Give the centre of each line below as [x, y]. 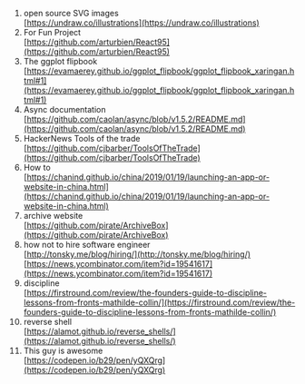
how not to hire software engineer [87, 245]
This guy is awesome [63, 350]
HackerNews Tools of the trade [82, 138]
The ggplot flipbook [60, 61]
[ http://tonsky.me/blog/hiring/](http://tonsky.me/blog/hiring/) [137, 254]
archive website [53, 216]
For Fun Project [52, 32]
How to [37, 167]
